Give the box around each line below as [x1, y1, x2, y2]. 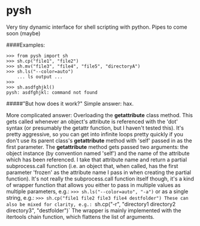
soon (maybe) [6, 29, 41, 36]
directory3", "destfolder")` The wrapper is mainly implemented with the [6, 207, 181, 214]
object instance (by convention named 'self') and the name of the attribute [6, 149, 190, 157]
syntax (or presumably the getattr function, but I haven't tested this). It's [6, 124, 184, 132]
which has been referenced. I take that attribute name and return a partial [6, 156, 187, 163]
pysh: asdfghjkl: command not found [6, 89, 98, 96]
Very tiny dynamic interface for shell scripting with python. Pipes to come [6, 23, 187, 30]
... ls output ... [17, 74, 63, 80]
